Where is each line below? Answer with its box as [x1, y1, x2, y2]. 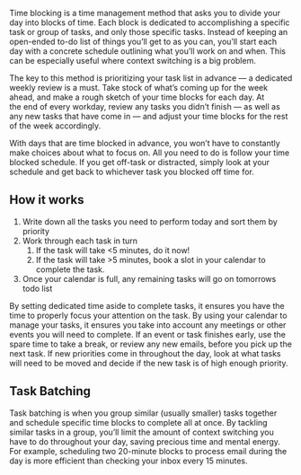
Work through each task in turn [22, 235, 137, 246]
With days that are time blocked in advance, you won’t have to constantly [9, 138, 280, 148]
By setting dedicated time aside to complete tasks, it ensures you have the [9, 300, 285, 311]
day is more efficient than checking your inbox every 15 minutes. [9, 455, 248, 466]
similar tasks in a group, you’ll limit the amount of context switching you [9, 427, 274, 437]
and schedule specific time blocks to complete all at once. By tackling [9, 417, 268, 427]
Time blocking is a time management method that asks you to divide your [9, 8, 281, 18]
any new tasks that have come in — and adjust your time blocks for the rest [9, 111, 288, 121]
